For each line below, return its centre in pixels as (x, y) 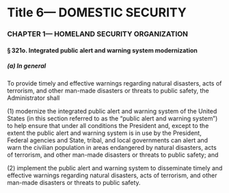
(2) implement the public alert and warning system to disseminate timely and (115, 168)
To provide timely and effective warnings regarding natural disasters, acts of (114, 83)
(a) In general (27, 66)
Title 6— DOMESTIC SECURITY (97, 13)
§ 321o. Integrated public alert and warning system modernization (103, 50)
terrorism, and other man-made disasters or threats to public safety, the (108, 90)
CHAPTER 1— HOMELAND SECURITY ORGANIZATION (98, 34)
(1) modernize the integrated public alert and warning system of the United (112, 111)
